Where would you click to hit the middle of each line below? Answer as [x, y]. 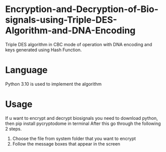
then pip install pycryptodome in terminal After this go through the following [83, 123]
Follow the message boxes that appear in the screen [66, 143]
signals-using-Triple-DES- [61, 20]
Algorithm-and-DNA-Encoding [70, 31]
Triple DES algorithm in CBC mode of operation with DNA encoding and [79, 44]
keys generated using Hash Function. [43, 50]
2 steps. [13, 128]
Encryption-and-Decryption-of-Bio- [82, 9]
